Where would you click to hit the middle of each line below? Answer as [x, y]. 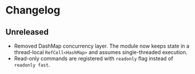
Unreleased [27, 32]
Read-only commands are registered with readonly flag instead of [94, 58]
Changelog [33, 10]
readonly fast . [32, 65]
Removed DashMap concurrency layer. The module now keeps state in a [102, 46]
